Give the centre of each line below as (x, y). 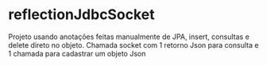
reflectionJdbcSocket (81, 15)
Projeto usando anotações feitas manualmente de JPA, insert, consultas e (129, 37)
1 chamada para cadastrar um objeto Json (77, 53)
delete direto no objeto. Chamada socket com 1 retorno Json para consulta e (133, 45)
